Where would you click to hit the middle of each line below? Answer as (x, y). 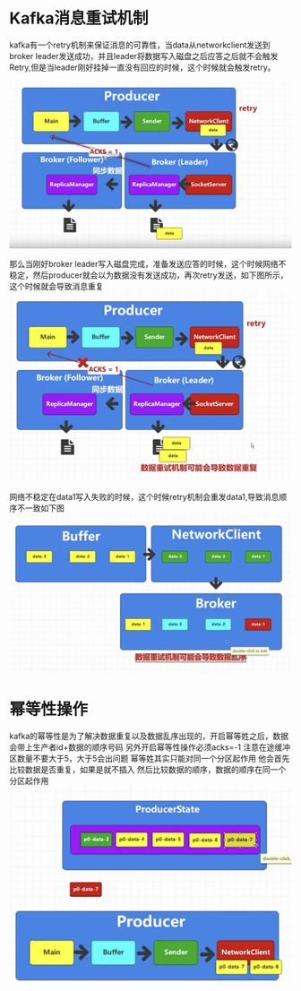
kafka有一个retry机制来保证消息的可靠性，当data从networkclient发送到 (140, 45)
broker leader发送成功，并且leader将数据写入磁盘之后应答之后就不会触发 (144, 56)
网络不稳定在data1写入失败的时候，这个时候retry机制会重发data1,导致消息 (144, 496)
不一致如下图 (40, 508)
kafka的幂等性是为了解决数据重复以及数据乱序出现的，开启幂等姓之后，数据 (149, 736)
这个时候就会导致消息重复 (56, 286)
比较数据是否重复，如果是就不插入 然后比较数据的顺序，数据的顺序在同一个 (148, 769)
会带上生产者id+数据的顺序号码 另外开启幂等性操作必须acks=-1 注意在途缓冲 (150, 747)
